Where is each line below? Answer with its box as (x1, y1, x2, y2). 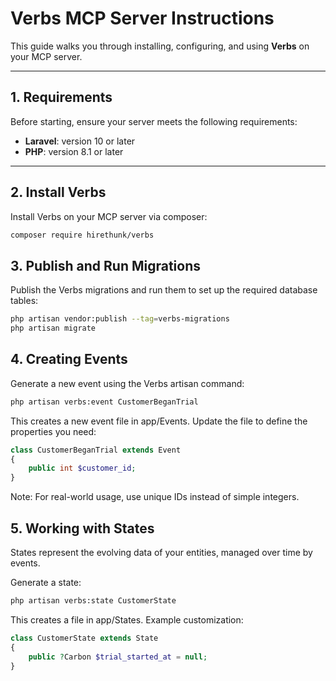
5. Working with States (10, 520, 155, 537)
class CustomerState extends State (10, 633, 159, 643)
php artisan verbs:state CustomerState (10, 596, 177, 606)
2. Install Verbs (10, 184, 107, 201)
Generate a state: (10, 577, 82, 588)
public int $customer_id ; (28, 463, 137, 474)
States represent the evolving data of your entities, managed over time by (10, 547, 313, 558)
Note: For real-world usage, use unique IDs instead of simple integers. (10, 491, 300, 503)
